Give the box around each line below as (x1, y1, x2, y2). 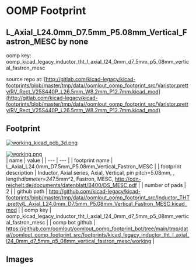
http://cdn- (114, 175, 141, 182)
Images (6, 254, 34, 264)
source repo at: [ (6, 76, 46, 82)
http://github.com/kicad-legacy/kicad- (48, 188, 141, 195)
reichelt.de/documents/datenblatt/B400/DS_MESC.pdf (6, 181, 137, 188)
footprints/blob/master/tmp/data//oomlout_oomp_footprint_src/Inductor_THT (6, 194, 190, 201)
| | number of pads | (138, 181, 187, 188)
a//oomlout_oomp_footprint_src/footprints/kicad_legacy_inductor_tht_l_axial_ (6, 231, 190, 238)
